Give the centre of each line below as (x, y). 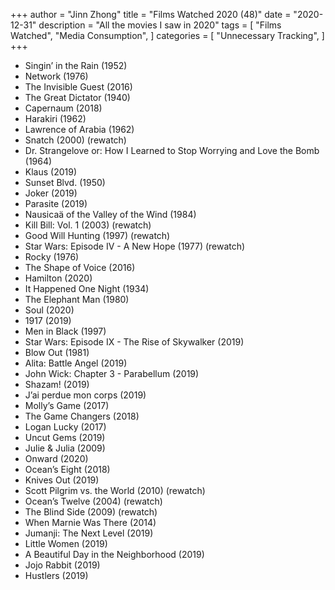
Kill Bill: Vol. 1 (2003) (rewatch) (88, 225)
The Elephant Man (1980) (77, 299)
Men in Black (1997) (65, 331)
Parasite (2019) (56, 203)
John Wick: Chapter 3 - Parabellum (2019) (112, 373)
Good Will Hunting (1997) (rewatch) (97, 235)
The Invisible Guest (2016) (78, 87)
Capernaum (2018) (63, 108)
